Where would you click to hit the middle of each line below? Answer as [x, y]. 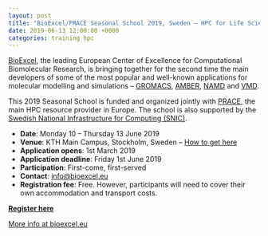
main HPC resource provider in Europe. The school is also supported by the [132, 110]
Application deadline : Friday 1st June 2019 [91, 159]
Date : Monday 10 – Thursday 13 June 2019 [90, 134]
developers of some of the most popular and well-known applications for [128, 77]
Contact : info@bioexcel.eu [64, 176]
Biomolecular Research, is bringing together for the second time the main [128, 69]
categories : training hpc [51, 38]
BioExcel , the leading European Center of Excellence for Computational [125, 61]
